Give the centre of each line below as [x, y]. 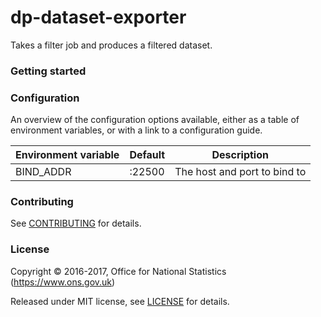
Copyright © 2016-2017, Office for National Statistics [118, 271]
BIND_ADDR [43, 172]
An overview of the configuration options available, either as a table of [155, 120]
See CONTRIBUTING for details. [76, 223]
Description [240, 155]
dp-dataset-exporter [98, 17]
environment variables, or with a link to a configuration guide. [136, 130]
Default [147, 155]
